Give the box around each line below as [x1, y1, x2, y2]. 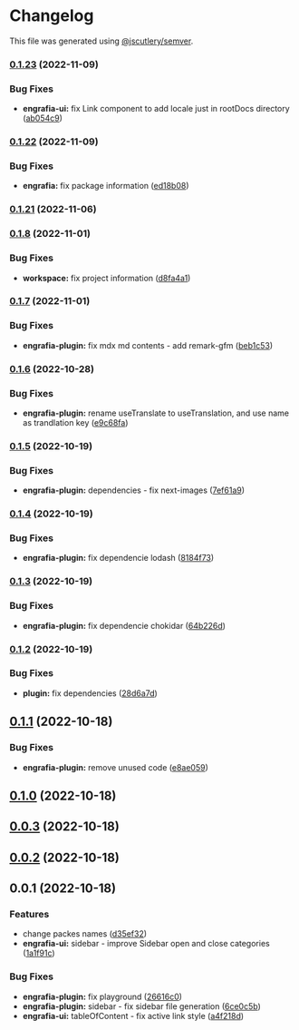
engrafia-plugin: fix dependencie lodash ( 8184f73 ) [22, 553, 215, 564]
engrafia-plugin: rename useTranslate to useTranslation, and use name [22, 407, 290, 418]
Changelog [9, 5, 94, 26]
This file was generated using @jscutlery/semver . [9, 35, 194, 46]
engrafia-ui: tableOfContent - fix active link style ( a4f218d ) [22, 1010, 245, 1021]
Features [9, 908, 50, 920]
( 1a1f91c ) [22, 947, 56, 958]
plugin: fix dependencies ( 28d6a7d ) [22, 687, 159, 699]
